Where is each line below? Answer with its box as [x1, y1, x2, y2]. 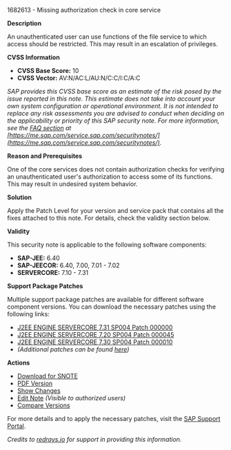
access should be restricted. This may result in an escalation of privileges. [7, 40, 219, 48]
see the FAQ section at [7, 124, 72, 132]
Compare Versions [17, 401, 70, 409]
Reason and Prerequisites [7, 152, 83, 160]
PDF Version [17, 379, 53, 387]
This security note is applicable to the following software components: [7, 241, 207, 249]
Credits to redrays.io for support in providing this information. [7, 436, 182, 443]
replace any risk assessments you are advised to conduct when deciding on [7, 110, 225, 117]
